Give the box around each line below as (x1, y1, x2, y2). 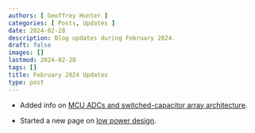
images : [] (8, 49, 44, 57)
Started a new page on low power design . (19, 115, 156, 125)
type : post (8, 78, 44, 86)
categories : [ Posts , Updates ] (8, 19, 115, 27)
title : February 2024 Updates (8, 71, 109, 79)
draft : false (8, 41, 52, 49)
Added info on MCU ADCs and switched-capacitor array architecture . (19, 100, 248, 110)
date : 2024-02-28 (8, 26, 66, 34)
